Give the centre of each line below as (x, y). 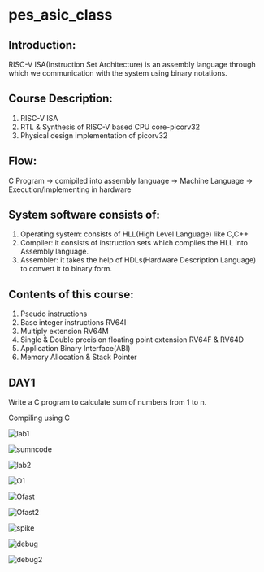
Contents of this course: (71, 294)
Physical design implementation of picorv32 (94, 135)
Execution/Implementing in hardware (70, 189)
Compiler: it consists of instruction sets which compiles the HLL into (134, 243)
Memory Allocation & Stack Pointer (78, 357)
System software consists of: (84, 215)
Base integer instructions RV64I (73, 323)
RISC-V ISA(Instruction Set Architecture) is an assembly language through (132, 64)
